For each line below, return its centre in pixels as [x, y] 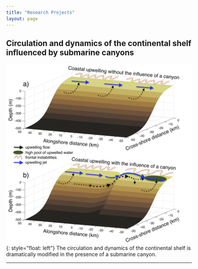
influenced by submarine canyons [70, 52]
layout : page [22, 19]
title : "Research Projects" [41, 12]
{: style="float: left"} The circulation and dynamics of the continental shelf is [99, 248]
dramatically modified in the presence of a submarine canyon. [81, 254]
